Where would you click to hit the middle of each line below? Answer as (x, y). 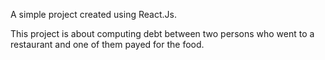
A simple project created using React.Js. (93, 14)
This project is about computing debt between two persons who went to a (162, 33)
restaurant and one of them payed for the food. (107, 44)
